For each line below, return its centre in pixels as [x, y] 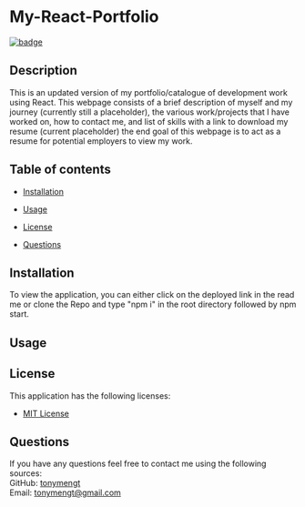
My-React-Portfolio [84, 17]
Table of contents [60, 170]
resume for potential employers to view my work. [101, 141]
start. [20, 314]
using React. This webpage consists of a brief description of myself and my [151, 102]
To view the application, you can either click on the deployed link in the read [152, 295]
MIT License [46, 413]
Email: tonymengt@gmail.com [65, 492]
